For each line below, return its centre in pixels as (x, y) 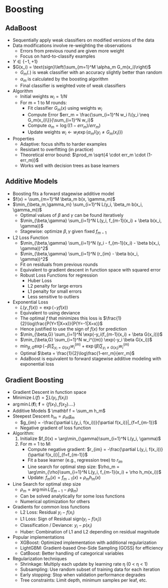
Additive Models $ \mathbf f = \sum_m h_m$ (59, 411)
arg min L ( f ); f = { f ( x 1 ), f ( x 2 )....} (44, 404)
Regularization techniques (40, 559)
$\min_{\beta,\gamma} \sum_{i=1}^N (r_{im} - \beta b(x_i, (79, 254)
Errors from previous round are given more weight (72, 51)
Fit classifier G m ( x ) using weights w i (65, 109)
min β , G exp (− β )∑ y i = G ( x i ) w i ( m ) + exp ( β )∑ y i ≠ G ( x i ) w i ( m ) (75, 347)
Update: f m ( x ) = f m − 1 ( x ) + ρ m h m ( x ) (64, 478)
